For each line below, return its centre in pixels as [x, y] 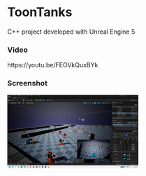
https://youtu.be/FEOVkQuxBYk [53, 65]
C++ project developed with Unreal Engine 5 [71, 32]
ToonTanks [40, 12]
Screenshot [27, 83]
